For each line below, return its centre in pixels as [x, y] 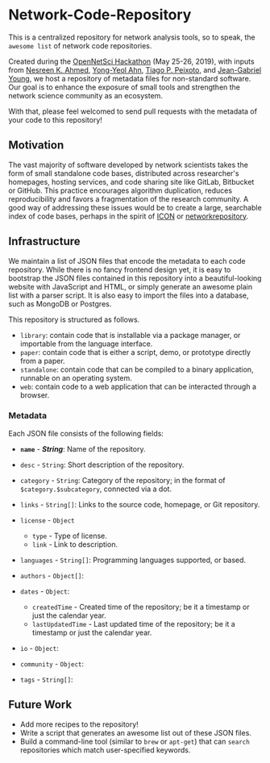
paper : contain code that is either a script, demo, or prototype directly [135, 352]
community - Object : [52, 664]
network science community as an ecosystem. [86, 95]
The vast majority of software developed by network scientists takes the [128, 165]
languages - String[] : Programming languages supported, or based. [133, 560]
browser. [35, 395]
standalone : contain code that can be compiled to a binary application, [137, 369]
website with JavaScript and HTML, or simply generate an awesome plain [130, 286]
